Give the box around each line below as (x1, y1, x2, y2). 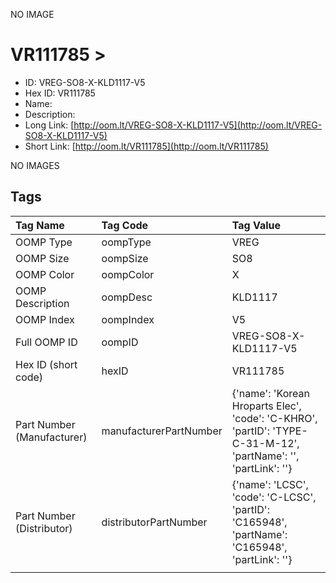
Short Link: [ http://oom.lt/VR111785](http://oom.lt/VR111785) (24, 140, 269, 152)
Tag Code (101, 218, 149, 232)
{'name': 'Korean (231, 386, 310, 400)
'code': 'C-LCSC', (231, 490, 317, 504)
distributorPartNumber (101, 515, 208, 529)
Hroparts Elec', (231, 399, 302, 413)
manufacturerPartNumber (101, 424, 223, 438)
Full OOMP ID (15, 335, 78, 349)
